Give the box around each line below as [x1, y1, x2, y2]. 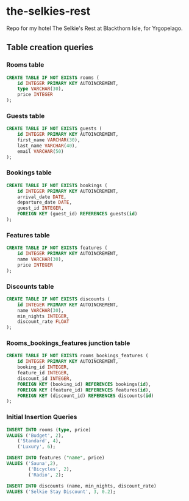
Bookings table [6, 168, 52, 177]
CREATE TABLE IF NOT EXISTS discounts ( [6, 295, 111, 302]
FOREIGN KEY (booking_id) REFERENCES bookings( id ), [17, 381, 151, 387]
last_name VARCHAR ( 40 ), [17, 143, 78, 149]
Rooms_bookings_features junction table [6, 339, 130, 347]
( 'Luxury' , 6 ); [17, 443, 56, 450]
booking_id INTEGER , [17, 364, 70, 371]
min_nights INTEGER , [17, 313, 70, 319]
